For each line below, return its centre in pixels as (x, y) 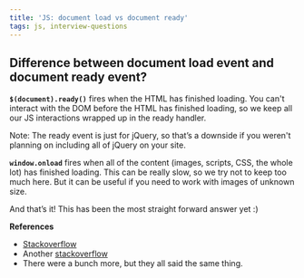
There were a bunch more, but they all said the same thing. (132, 264)
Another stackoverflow (65, 254)
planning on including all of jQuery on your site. (98, 145)
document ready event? (78, 77)
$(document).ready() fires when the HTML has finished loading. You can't (147, 99)
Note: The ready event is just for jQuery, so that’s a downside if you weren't (150, 136)
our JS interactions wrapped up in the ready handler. (108, 118)
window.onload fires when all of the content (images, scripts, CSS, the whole (151, 163)
